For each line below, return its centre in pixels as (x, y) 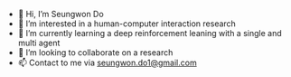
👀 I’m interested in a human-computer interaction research (127, 24)
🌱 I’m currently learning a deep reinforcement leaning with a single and (150, 33)
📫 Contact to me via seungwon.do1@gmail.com (107, 63)
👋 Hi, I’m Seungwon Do (61, 14)
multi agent (39, 43)
